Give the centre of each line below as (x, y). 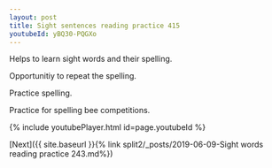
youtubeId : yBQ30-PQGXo (53, 34)
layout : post (33, 17)
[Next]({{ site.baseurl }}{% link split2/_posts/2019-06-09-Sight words (136, 145)
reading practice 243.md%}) (61, 154)
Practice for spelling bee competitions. (80, 111)
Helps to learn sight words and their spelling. (91, 59)
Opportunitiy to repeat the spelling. (73, 76)
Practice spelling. (41, 93)
